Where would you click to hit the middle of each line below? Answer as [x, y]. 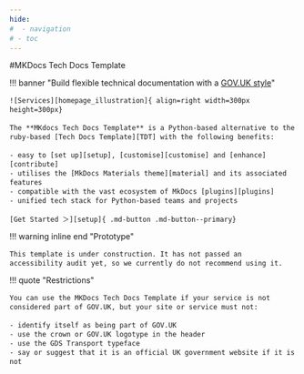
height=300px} [36, 110]
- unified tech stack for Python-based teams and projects [124, 201]
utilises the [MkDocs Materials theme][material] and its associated [152, 174]
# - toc [24, 38]
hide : [20, 19]
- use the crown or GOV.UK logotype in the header [107, 335]
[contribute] [34, 165]
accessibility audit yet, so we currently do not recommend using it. [146, 264]
